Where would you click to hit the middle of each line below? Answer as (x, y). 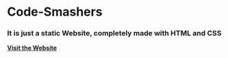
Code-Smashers (55, 12)
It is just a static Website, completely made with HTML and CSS (114, 33)
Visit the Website (32, 48)
